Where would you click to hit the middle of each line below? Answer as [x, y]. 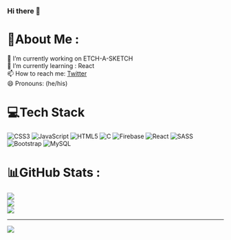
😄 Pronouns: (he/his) [37, 83]
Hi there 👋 [24, 11]
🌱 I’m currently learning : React [51, 65]
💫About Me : [43, 40]
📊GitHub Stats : [54, 172]
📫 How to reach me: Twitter [47, 73]
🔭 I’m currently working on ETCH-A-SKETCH [70, 58]
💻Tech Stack [46, 112]
